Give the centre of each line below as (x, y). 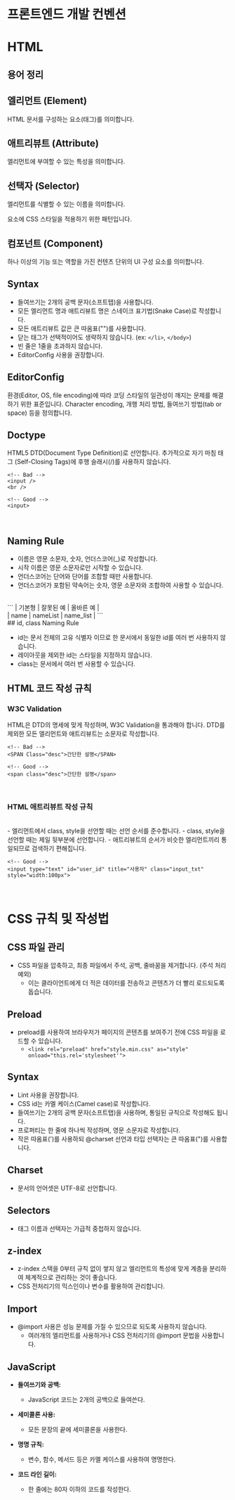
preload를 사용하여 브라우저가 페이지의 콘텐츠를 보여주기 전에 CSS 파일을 (118, 1032)
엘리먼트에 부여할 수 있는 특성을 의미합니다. (66, 162)
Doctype (26, 436)
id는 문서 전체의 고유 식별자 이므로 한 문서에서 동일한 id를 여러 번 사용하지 (118, 638)
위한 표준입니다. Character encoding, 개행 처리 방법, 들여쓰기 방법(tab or (121, 404)
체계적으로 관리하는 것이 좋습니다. (71, 1278)
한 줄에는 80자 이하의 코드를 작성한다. (80, 1489)
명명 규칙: (31, 1444)
